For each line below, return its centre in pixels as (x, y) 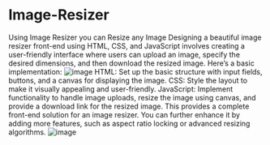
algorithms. (27, 132)
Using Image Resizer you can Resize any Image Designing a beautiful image (135, 37)
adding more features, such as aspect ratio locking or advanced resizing (129, 123)
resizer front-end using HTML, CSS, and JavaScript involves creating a (127, 45)
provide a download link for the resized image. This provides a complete (129, 106)
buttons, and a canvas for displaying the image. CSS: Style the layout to (128, 80)
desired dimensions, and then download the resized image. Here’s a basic (132, 63)
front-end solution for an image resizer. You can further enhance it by (124, 114)
